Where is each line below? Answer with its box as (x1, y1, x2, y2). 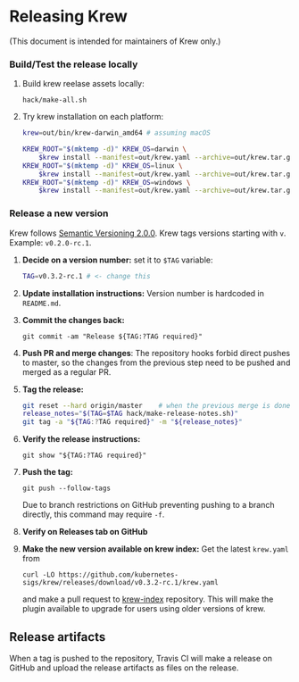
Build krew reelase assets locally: (21, 79, 145, 89)
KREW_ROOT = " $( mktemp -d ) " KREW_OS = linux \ (21, 161, 183, 170)
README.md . (21, 297, 62, 308)
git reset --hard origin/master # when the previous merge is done (21, 401, 291, 410)
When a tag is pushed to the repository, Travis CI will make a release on (9, 653, 272, 663)
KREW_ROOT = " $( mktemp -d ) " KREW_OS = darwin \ (21, 145, 187, 154)
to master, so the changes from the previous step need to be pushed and (21, 357, 291, 368)
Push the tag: (21, 467, 73, 478)
